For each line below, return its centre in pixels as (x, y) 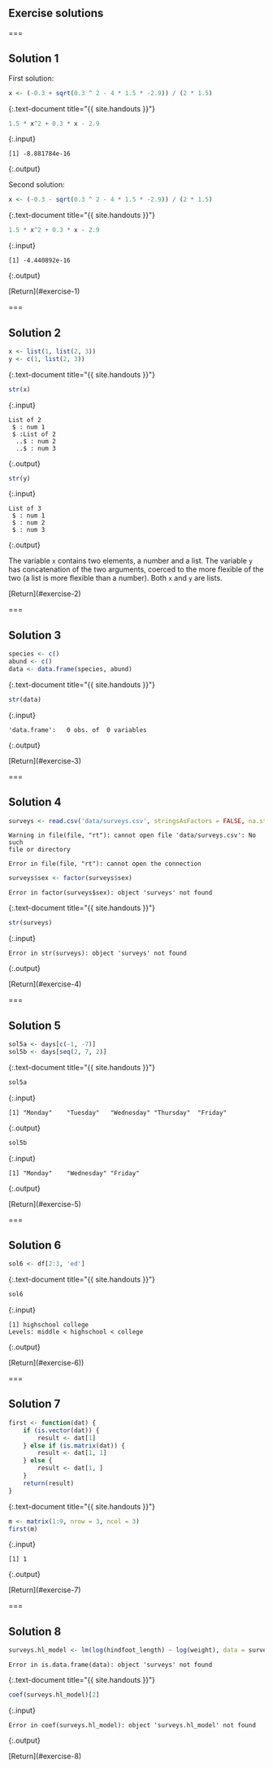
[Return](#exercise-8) (45, 1756)
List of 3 (25, 509)
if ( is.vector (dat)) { (61, 1431)
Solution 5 (35, 1025)
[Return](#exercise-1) (44, 291)
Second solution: (37, 185)
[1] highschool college (49, 1325)
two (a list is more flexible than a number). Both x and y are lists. (115, 578)
